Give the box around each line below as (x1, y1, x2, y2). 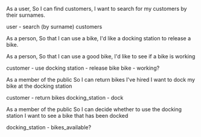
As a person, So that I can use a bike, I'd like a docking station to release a (6, 35, 191, 41)
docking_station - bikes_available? (6, 124, 92, 131)
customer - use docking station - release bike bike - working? (6, 64, 160, 72)
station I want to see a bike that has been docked (6, 112, 129, 119)
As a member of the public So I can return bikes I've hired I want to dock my (6, 76, 195, 83)
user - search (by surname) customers (6, 23, 103, 30)
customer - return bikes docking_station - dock (6, 94, 124, 101)
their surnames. (6, 11, 45, 19)
